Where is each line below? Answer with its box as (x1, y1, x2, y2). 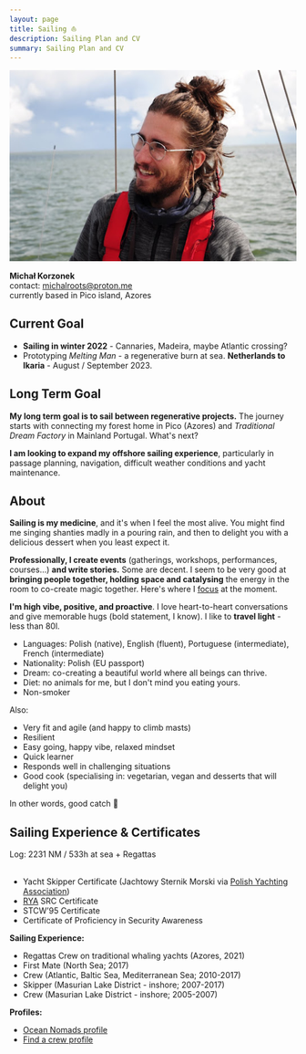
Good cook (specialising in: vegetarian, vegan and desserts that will (22, 771, 278, 782)
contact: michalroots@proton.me (9, 279, 133, 291)
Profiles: (9, 1007, 43, 1017)
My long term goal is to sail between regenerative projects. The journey (9, 411, 284, 422)
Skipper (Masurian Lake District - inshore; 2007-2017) (22, 979, 225, 990)
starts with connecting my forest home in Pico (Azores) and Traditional (9, 420, 275, 431)
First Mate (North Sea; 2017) (22, 960, 129, 971)
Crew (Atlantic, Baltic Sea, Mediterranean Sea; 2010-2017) (22, 970, 241, 981)
